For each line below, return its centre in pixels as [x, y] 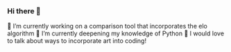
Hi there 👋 [24, 11]
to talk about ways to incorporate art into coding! [77, 41]
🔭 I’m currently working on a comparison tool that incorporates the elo [108, 26]
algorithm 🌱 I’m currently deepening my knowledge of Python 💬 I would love [115, 33]
